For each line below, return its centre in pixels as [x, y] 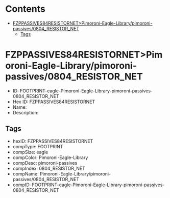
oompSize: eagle [30, 152]
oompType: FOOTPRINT [38, 146]
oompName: [26, 174]
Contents [26, 9]
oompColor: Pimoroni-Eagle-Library [50, 157]
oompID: [22, 185]
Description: [26, 112]
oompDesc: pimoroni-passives [45, 163]
